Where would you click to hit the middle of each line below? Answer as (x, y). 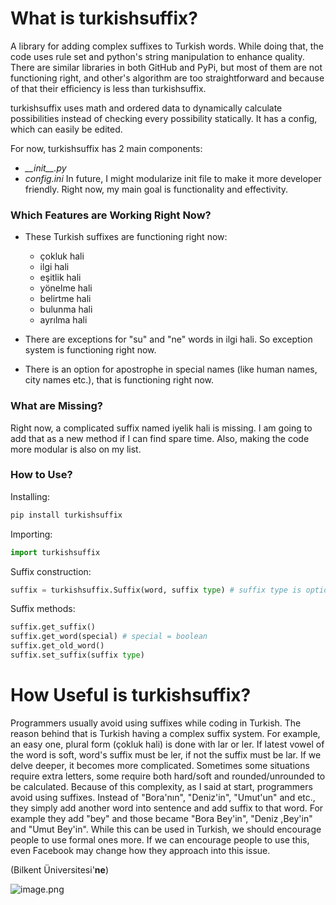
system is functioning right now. (90, 350)
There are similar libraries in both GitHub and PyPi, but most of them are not (166, 67)
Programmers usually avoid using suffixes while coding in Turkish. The (156, 723)
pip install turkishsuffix (66, 515)
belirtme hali (65, 299)
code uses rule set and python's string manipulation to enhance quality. (157, 56)
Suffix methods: (43, 609)
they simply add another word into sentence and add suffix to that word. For (167, 808)
